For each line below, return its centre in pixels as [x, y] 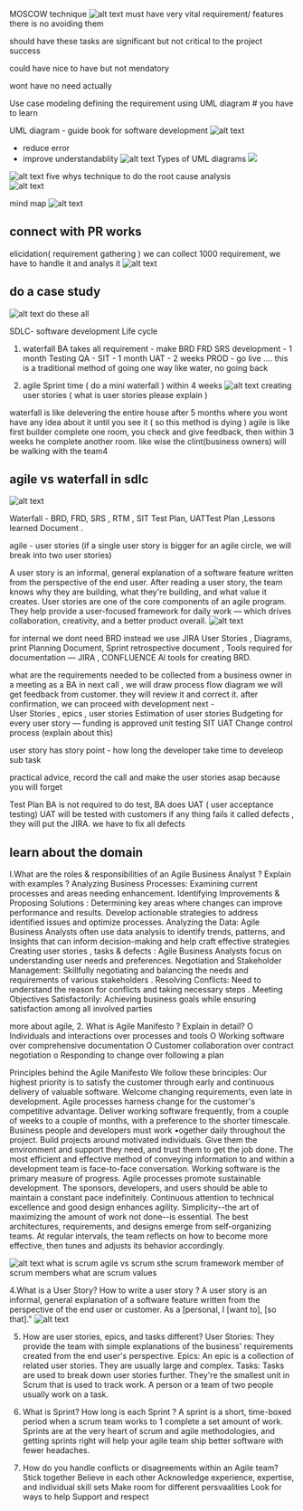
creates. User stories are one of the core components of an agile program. [148, 602]
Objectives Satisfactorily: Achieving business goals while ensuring [133, 999]
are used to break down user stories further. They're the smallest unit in [156, 1375]
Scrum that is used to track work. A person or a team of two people [148, 1385]
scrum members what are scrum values [83, 1273]
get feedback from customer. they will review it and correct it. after [134, 694]
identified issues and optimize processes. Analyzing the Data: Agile [135, 922]
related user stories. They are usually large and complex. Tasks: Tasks [153, 1365]
